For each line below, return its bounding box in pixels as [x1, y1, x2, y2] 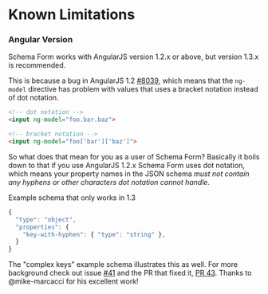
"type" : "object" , [15, 215, 77, 224]
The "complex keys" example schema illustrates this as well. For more [8, 260, 238, 269]
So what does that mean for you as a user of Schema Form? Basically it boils [8, 151, 260, 161]
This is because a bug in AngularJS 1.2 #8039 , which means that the [8, 76, 234, 85]
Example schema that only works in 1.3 [8, 193, 136, 202]
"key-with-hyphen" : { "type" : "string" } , [22, 230, 166, 238]
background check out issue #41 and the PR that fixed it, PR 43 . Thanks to [8, 269, 252, 278]
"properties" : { [15, 223, 69, 231]
